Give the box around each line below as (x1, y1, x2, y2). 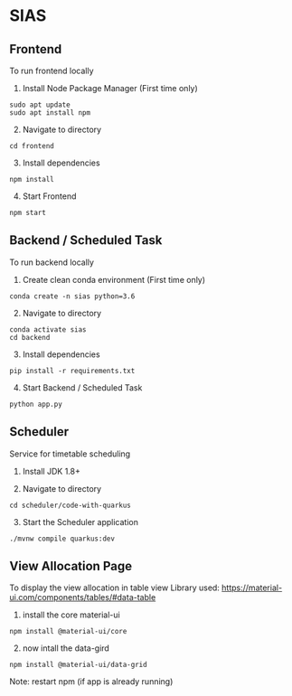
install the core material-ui (22, 609, 120, 620)
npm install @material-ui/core (9, 627, 127, 636)
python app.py (9, 400, 63, 409)
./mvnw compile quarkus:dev (9, 534, 116, 543)
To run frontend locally (9, 65, 94, 76)
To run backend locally (9, 257, 95, 268)
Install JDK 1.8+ (22, 466, 81, 476)
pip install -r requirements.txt (9, 366, 136, 375)
